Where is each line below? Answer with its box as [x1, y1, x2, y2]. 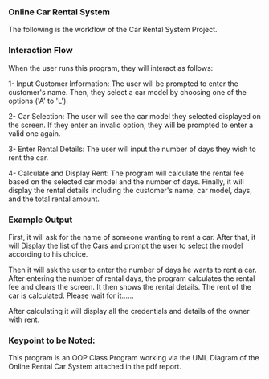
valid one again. [8, 128, 61, 138]
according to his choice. [8, 249, 88, 259]
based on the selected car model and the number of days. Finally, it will [8, 176, 245, 187]
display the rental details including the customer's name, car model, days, [8, 185, 253, 195]
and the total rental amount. [8, 194, 100, 204]
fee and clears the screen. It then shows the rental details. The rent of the [8, 282, 251, 291]
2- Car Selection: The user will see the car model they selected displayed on [8, 111, 261, 121]
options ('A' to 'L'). [8, 96, 68, 105]
